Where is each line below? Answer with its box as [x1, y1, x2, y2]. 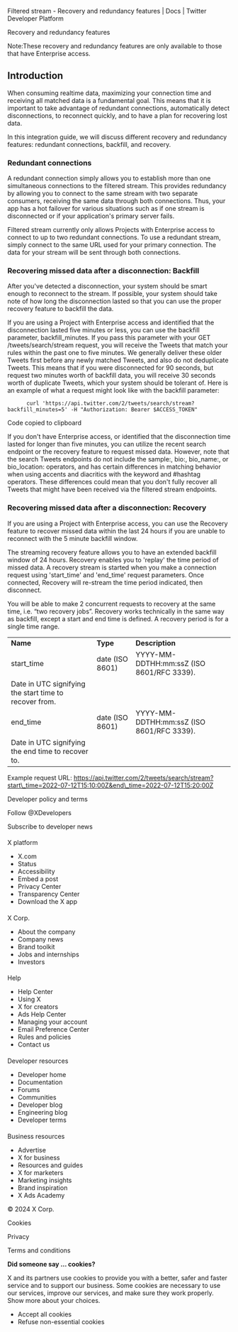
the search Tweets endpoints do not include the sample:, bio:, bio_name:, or [7, 455, 229, 464]
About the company [17, 927, 76, 936]
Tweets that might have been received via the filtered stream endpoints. [7, 485, 217, 493]
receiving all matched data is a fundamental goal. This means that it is [7, 96, 211, 104]
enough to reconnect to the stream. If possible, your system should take [7, 290, 217, 298]
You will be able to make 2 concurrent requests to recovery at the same [7, 599, 216, 608]
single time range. [7, 622, 60, 630]
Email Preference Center [17, 1025, 90, 1034]
